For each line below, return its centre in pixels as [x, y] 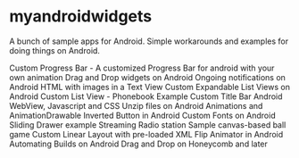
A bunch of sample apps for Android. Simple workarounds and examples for [149, 41]
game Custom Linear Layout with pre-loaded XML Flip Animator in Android [146, 134]
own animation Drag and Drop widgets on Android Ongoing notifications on [147, 77]
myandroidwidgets [81, 17]
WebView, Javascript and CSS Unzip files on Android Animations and [136, 105]
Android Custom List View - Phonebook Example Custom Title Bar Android [146, 96]
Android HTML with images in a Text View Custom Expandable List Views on [149, 87]
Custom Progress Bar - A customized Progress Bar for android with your [142, 68]
